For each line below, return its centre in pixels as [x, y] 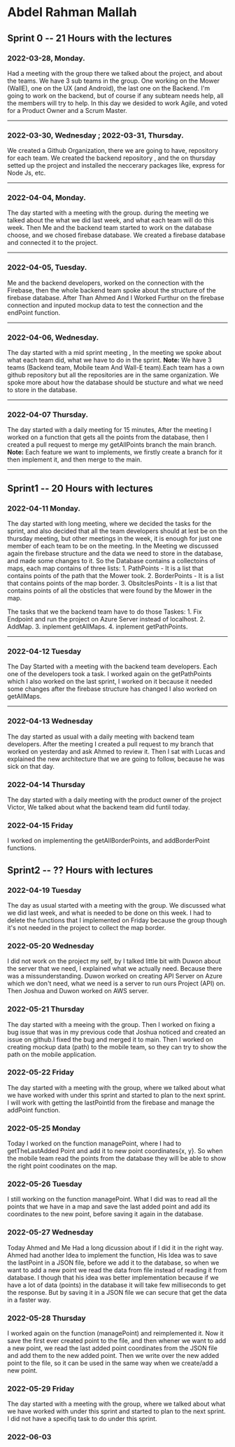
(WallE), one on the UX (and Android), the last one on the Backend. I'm [109, 88]
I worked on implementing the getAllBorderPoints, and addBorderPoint [108, 841]
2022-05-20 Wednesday [51, 945]
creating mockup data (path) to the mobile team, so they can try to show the [117, 1046]
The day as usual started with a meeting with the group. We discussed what [116, 905]
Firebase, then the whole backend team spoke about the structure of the [112, 290]
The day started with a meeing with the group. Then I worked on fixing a [111, 1024]
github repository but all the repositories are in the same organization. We [113, 375]
